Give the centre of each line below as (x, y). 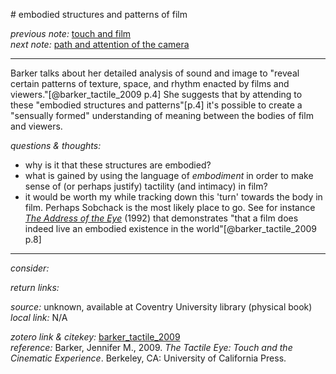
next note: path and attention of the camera (100, 44)
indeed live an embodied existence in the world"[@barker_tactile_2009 (170, 228)
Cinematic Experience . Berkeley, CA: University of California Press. (148, 358)
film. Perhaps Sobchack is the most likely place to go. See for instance (170, 207)
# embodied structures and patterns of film (99, 14)
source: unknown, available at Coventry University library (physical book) (161, 307)
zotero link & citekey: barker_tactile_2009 (95, 337)
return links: (35, 287)
